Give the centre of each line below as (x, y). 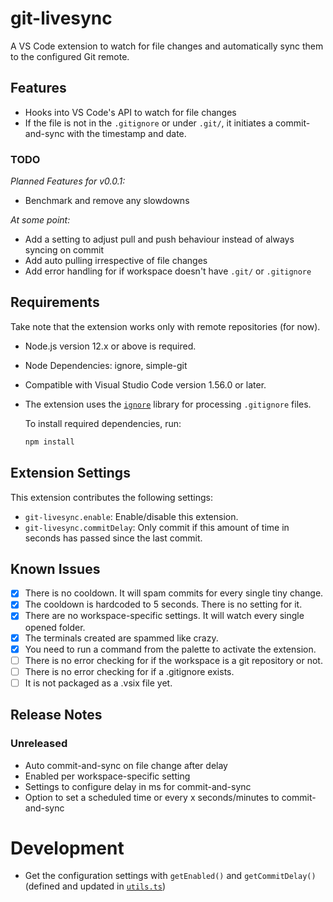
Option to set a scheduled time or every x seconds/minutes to (152, 797)
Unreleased (39, 744)
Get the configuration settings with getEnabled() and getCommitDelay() (170, 876)
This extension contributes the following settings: (111, 497)
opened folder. (55, 627)
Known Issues (55, 568)
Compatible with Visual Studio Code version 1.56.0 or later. (145, 384)
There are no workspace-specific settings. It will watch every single (164, 616)
